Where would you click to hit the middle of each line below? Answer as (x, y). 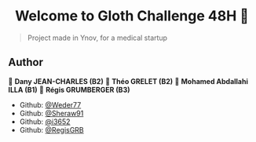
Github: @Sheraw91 (51, 113)
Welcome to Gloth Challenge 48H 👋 (132, 16)
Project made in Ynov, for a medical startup (97, 38)
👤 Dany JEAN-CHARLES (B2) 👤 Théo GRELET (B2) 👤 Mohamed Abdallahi (128, 81)
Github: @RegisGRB (51, 129)
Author (26, 62)
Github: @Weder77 (50, 104)
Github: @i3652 (45, 122)
